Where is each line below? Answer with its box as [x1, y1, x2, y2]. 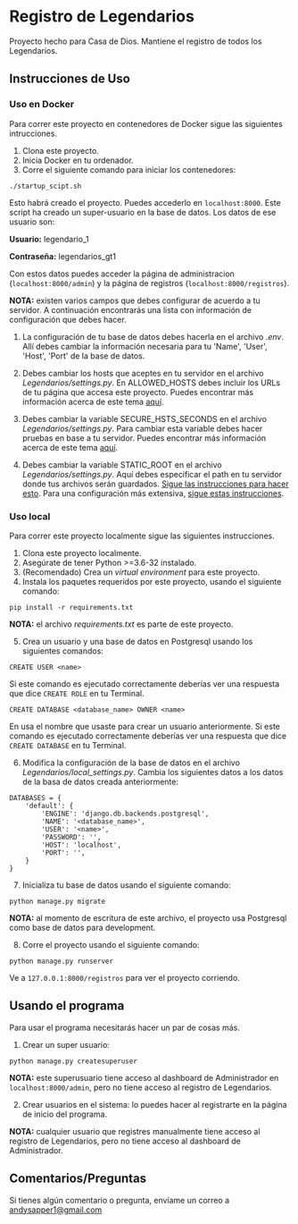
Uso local [9, 510, 51, 522]
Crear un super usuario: [21, 1039, 110, 1050]
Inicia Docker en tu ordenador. [21, 155, 134, 165]
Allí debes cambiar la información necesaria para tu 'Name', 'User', [21, 341, 268, 351]
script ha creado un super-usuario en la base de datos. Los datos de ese [9, 207, 277, 217]
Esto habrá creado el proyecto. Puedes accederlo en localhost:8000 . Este [9, 197, 281, 207]
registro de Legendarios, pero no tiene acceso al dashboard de [9, 1135, 241, 1146]
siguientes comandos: [21, 646, 104, 656]
